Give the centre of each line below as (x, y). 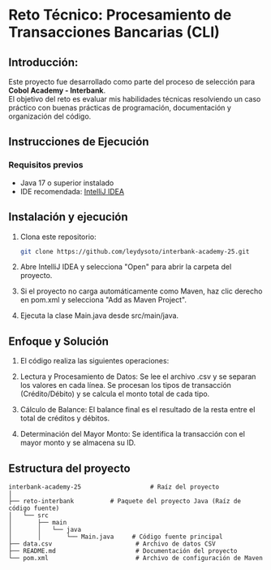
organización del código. (50, 116)
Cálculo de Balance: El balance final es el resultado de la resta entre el (138, 410)
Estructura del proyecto (70, 468)
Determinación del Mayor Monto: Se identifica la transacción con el (133, 434)
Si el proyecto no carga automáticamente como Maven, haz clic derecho (141, 291)
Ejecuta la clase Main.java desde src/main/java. (99, 315)
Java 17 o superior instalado (67, 183)
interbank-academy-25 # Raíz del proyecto (114, 487)
